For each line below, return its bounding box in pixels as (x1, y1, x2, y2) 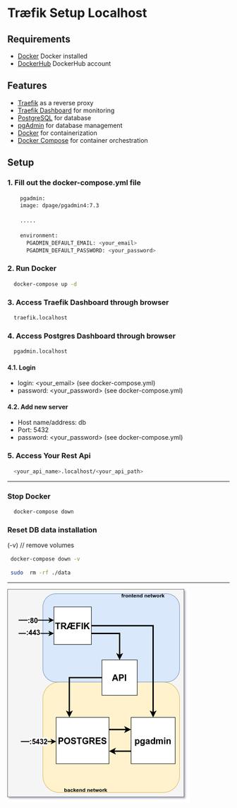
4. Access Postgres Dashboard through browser (7, 331, 176, 341)
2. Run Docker (7, 264, 57, 274)
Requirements (7, 33, 71, 45)
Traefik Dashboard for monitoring (17, 106, 115, 115)
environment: (20, 232, 59, 239)
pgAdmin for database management (17, 121, 123, 129)
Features (7, 80, 47, 92)
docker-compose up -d (13, 281, 78, 288)
